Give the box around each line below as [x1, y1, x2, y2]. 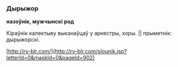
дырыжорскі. [6, 36, 40, 43]
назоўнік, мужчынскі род [6, 18, 74, 25]
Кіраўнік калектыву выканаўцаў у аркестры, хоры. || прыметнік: [6, 30, 172, 37]
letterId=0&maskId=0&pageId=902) [6, 54, 95, 62]
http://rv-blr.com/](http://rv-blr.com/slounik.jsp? [8, 48, 127, 55]
